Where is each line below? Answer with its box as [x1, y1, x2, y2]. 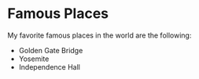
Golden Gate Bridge [18, 45, 83, 55]
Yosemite [18, 54, 50, 63]
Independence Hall [18, 62, 80, 71]
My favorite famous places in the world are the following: [7, 31, 192, 40]
